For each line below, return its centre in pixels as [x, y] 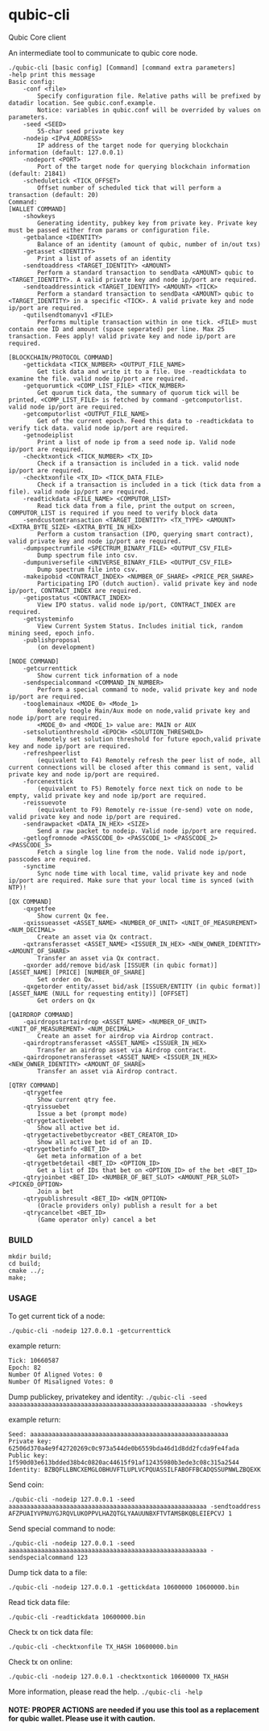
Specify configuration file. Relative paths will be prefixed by [149, 96]
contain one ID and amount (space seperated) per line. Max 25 [117, 329]
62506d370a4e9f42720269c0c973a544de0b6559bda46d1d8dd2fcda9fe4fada [124, 1448]
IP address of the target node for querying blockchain [133, 145]
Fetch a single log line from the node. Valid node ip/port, [142, 852]
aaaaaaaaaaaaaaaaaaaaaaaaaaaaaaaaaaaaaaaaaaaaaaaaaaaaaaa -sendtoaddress [135, 1506]
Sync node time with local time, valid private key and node [142, 873]
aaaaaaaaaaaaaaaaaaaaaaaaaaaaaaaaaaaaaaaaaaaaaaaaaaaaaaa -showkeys [126, 1404]
